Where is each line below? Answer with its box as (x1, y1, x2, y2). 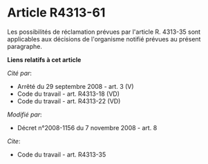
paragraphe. (7, 42, 43, 50)
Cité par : (7, 69, 32, 77)
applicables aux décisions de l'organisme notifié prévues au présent (7, 34, 201, 43)
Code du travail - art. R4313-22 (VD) (17, 96, 121, 105)
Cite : (7, 136, 21, 145)
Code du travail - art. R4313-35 (17, 150, 106, 158)
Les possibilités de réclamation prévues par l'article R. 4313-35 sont (7, 28, 201, 36)
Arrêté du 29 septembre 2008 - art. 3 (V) (17, 82, 134, 90)
